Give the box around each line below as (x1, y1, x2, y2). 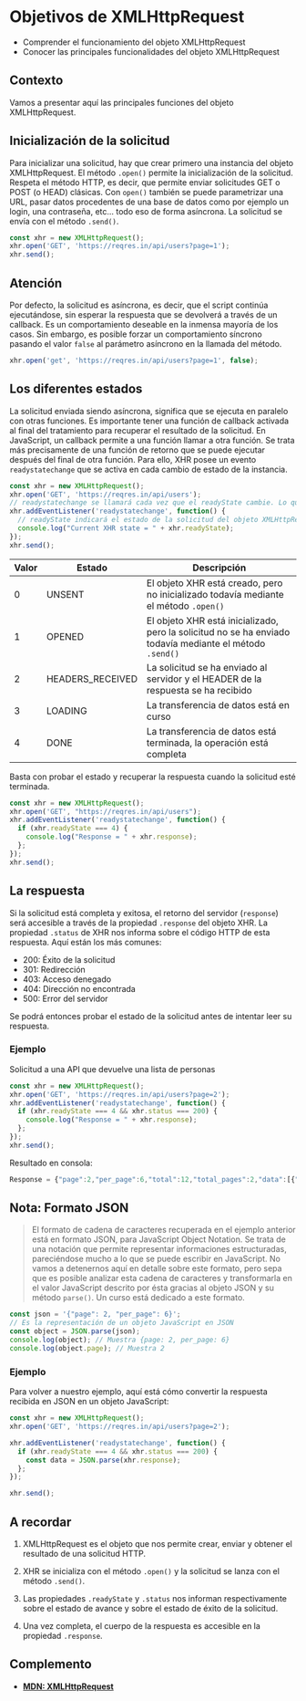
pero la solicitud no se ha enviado (146, 625, 291, 638)
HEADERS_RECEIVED (46, 673, 138, 685)
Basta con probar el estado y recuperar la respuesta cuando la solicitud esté (9, 771, 296, 782)
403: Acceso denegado (22, 974, 112, 985)
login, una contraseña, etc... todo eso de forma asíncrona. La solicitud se (9, 205, 283, 216)
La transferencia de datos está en (146, 698, 290, 711)
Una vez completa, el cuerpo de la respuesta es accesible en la (22, 1620, 261, 1631)
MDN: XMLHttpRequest (22, 1681, 114, 1692)
